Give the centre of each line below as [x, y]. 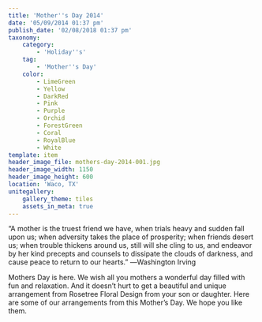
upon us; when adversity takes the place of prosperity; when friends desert [131, 237]
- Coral [49, 133]
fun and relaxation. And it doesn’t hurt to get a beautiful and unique [117, 286]
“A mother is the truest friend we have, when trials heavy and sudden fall [126, 229]
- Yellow [51, 89]
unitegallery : [32, 191]
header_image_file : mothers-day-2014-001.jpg [84, 163]
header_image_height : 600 [51, 177]
